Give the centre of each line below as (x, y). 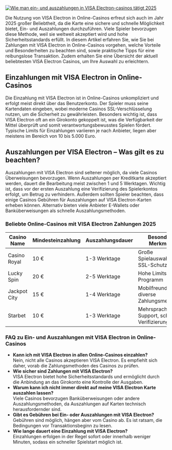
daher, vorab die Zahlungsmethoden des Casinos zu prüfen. (76, 366)
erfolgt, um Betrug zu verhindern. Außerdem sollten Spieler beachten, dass (84, 194)
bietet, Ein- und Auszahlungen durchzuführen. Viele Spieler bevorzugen (81, 29)
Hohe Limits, (153, 273)
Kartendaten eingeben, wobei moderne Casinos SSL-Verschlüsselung (79, 109)
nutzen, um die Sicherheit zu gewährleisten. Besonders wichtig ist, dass (81, 114)
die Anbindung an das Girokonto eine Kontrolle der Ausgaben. (78, 382)
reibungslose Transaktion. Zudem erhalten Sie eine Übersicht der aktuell (82, 56)
